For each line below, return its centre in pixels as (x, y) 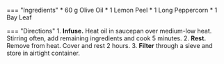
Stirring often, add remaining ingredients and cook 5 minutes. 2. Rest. (106, 38)
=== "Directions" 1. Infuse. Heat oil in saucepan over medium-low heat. (109, 31)
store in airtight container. (43, 53)
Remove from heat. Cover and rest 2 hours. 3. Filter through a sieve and (110, 46)
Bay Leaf (19, 17)
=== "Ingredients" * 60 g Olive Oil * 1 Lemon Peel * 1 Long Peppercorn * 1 (112, 10)
